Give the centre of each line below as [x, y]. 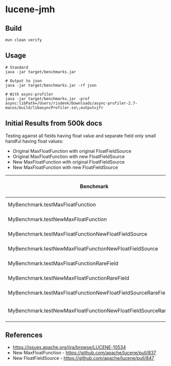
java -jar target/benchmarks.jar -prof [48, 99]
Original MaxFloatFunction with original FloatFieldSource [72, 151]
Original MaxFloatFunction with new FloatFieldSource [68, 156]
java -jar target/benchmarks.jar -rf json [51, 85]
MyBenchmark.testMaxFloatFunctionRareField [63, 263]
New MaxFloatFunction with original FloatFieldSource [68, 162]
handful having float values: [34, 141]
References [24, 335]
